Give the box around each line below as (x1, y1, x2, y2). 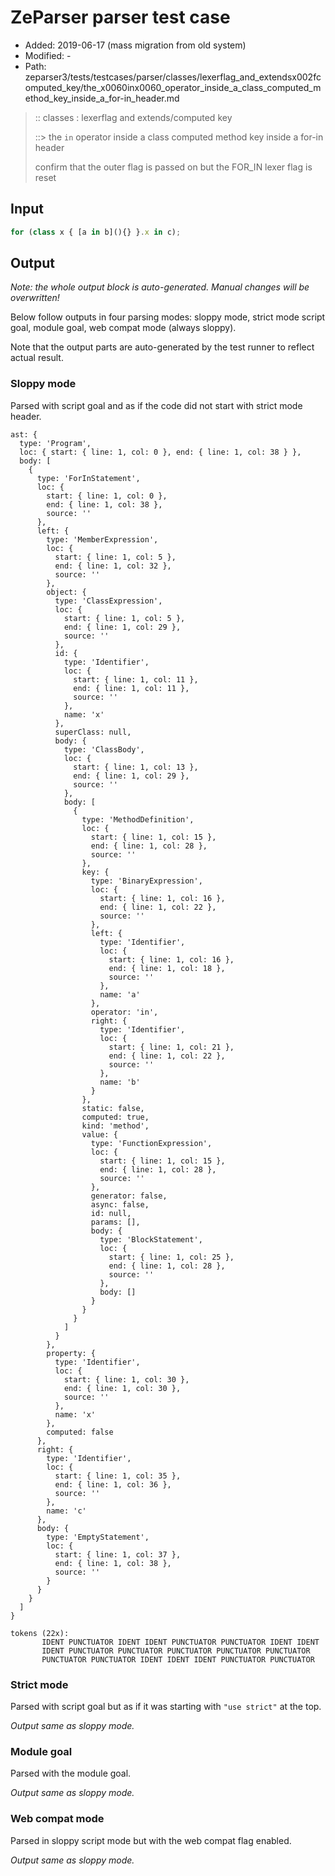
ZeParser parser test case (10, 6, 231, 29)
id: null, (90, 1208, 132, 1218)
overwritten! (10, 292, 60, 304)
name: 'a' (99, 989, 141, 1000)
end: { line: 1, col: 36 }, (54, 1479, 172, 1490)
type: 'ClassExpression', (54, 596, 163, 606)
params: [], (90, 1217, 141, 1227)
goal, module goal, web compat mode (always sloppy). (10, 322, 237, 334)
